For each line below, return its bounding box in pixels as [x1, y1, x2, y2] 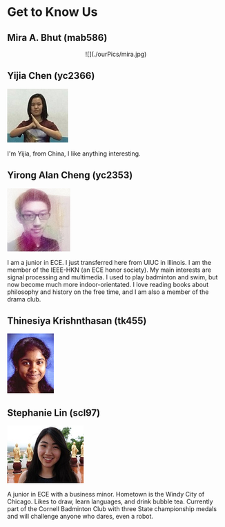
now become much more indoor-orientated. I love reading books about [7, 280, 209, 288]
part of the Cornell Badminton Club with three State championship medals [7, 505, 217, 513]
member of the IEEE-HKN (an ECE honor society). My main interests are [7, 266, 212, 274]
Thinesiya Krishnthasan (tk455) [7, 315, 147, 327]
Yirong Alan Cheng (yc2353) [7, 169, 133, 181]
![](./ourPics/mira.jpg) [85, 50, 147, 58]
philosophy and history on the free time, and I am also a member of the [7, 288, 209, 296]
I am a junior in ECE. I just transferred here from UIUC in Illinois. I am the [7, 258, 212, 266]
